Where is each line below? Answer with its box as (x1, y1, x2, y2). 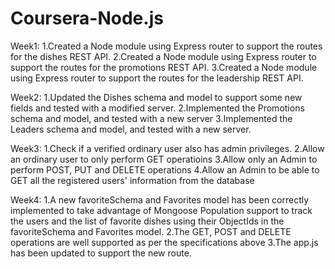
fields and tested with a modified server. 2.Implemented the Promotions (10, 102, 305, 114)
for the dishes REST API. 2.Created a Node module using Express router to (10, 50, 317, 62)
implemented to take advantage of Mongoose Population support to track (10, 204, 313, 216)
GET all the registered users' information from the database (10, 174, 255, 186)
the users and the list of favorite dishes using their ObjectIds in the (10, 215, 285, 227)
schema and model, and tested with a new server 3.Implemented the (10, 112, 293, 124)
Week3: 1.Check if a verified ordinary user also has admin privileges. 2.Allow (10, 142, 325, 154)
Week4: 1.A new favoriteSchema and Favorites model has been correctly (10, 193, 310, 206)
